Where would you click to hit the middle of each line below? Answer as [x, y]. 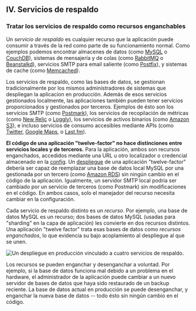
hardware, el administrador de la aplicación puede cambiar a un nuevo [91, 277]
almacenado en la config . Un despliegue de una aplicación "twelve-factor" [96, 161]
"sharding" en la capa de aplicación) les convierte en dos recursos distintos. [98, 223]
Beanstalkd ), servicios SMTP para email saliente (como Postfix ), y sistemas [97, 64]
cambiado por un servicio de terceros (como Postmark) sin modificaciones [96, 187]
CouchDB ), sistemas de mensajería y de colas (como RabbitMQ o [85, 58]
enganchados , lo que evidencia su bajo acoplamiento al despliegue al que [95, 235]
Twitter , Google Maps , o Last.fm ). [46, 131]
